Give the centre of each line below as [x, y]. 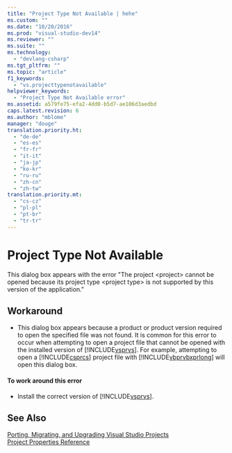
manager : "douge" [32, 124]
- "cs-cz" [27, 201]
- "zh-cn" [27, 182]
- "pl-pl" [27, 208]
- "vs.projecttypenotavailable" [60, 85]
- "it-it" [27, 156]
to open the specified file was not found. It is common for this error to [117, 335]
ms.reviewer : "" [31, 40]
